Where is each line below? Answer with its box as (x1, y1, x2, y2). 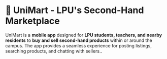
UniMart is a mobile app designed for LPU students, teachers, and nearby (5, 32, 162, 38)
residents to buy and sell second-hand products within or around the (5, 37, 152, 43)
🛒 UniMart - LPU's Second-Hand (5, 5, 144, 16)
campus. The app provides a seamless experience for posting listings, (5, 42, 152, 48)
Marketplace (5, 15, 60, 27)
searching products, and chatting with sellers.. (5, 48, 103, 54)
